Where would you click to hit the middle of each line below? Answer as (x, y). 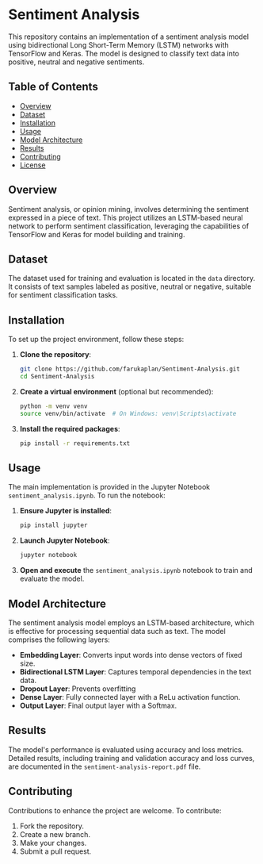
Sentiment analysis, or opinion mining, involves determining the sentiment (129, 209)
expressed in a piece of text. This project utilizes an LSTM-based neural (126, 217)
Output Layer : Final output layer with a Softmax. (98, 705)
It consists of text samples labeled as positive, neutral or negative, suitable (130, 286)
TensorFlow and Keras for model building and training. (97, 234)
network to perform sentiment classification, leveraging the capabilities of (129, 226)
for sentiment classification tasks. (63, 295)
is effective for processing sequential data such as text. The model (117, 631)
